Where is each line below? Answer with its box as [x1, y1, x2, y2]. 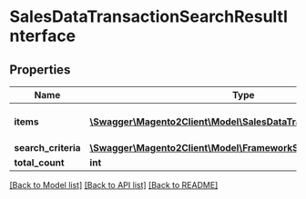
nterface [9, 25, 76, 46]
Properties [9, 62, 71, 77]
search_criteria [14, 142, 81, 154]
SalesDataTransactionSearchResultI [9, 6, 289, 27]
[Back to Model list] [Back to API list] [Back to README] [9, 180, 219, 190]
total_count [14, 156, 65, 169]
